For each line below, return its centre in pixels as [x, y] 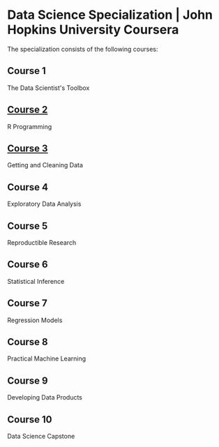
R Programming [30, 126]
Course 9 [28, 380]
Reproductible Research [42, 243]
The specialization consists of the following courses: [83, 49]
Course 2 [28, 110]
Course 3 [28, 148]
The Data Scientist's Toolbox [48, 88]
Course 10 [30, 419]
